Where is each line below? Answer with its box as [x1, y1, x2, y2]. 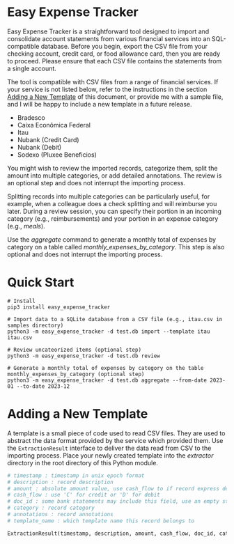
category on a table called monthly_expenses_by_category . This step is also [7, 242, 225, 251]
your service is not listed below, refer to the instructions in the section [7, 85, 208, 93]
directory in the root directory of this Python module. [7, 458, 159, 467]
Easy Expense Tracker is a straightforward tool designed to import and [7, 27, 210, 36]
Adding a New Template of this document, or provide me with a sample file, [7, 92, 224, 101]
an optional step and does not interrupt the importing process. [7, 178, 186, 187]
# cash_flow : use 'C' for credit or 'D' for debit [7, 492, 160, 499]
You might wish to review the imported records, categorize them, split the [7, 164, 218, 172]
